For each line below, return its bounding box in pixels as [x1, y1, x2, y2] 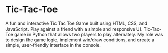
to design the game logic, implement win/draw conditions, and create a [5, 37, 154, 43]
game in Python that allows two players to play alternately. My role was [14, 31, 163, 37]
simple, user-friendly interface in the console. [5, 42, 101, 48]
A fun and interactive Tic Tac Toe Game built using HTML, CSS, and [5, 20, 148, 26]
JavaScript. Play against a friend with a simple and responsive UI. [5, 25, 143, 32]
